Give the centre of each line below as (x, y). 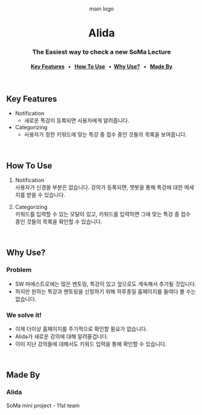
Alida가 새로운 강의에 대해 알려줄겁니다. (62, 336)
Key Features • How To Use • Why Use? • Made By (102, 66)
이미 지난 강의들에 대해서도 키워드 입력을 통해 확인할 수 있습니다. (91, 344)
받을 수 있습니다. (46, 195)
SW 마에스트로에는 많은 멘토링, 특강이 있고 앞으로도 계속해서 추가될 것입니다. (106, 284)
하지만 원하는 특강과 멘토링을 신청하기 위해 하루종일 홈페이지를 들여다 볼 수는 (106, 291)
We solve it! (24, 315)
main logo (102, 9)
